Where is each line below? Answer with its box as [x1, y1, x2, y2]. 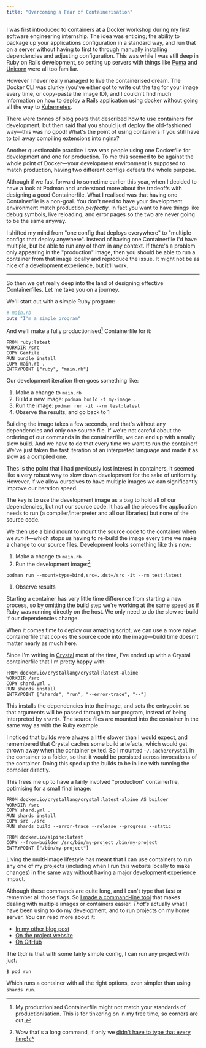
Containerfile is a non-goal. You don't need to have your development [6, 197, 183, 205]
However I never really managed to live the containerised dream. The [6, 77, 181, 84]
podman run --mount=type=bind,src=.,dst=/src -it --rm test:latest [6, 572, 183, 578]
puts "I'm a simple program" [6, 315, 81, 321]
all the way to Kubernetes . [6, 103, 72, 111]
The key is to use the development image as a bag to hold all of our [6, 496, 177, 504]
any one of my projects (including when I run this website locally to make [6, 862, 191, 869]
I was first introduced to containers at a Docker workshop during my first [6, 26, 190, 33]
